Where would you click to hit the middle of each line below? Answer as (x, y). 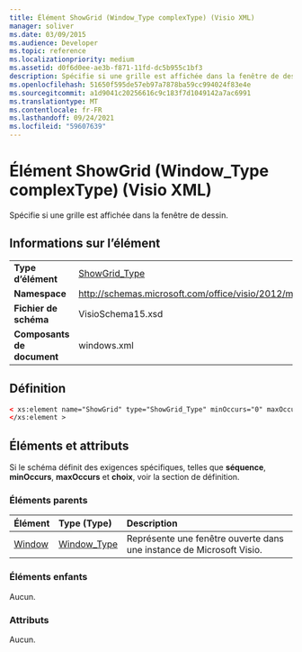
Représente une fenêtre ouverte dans (205, 539)
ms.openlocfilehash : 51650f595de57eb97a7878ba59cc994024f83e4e (130, 85)
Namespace (40, 294)
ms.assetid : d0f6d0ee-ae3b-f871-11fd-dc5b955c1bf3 (106, 68)
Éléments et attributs (69, 445)
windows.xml (107, 345)
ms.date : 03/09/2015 (48, 34)
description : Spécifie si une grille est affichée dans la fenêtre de (144, 77)
